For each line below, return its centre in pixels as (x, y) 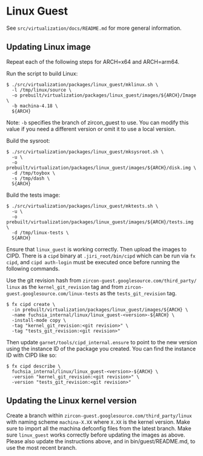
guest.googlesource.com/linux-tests (52, 294)
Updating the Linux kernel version (72, 401)
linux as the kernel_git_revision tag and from (65, 287)
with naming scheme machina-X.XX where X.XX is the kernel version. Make (98, 422)
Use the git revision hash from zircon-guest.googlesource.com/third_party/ (101, 280)
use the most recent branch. (42, 447)
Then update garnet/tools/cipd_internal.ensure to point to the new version (102, 342)
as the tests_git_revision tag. (138, 293)
